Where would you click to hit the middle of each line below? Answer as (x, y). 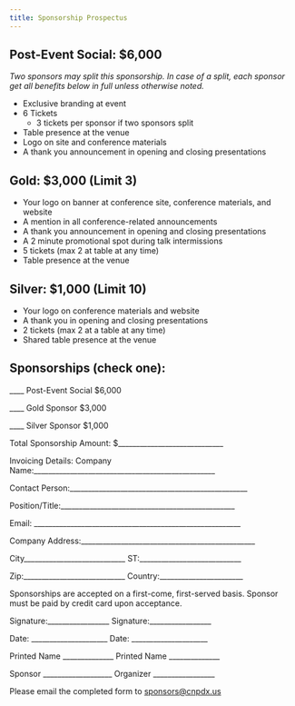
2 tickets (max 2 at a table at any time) (94, 330)
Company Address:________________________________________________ (133, 541)
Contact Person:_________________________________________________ (128, 488)
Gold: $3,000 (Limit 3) (74, 180)
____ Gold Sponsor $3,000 (58, 408)
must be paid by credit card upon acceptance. (96, 603)
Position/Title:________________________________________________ (122, 505)
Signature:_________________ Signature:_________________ (110, 621)
